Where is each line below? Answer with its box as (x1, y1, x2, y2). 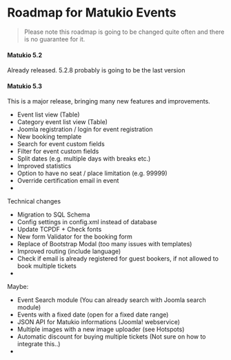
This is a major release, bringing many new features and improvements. (7, 97, 210, 106)
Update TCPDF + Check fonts (17, 226, 102, 234)
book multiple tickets (17, 262, 77, 270)
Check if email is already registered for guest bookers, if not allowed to (17, 254, 219, 263)
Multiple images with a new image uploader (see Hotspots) (17, 326, 185, 334)
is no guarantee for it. (23, 34, 86, 43)
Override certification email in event (17, 177, 119, 185)
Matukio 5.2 (7, 50, 43, 59)
